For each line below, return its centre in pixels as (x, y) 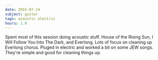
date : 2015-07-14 (23, 10)
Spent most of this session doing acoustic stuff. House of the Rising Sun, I (79, 37)
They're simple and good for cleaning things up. (53, 53)
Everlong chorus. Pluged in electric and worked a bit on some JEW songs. (79, 47)
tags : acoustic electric (30, 19)
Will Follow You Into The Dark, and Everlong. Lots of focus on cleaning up (79, 42)
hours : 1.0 (16, 23)
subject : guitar (21, 14)
